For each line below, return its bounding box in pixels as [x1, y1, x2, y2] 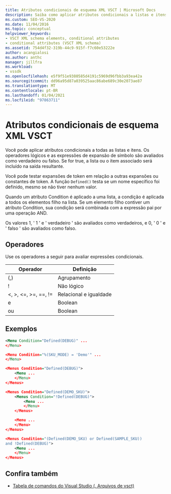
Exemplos [5, 324, 37, 334]
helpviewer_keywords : [5, 31, 51, 36]
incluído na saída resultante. [5, 163, 65, 170]
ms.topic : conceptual [5, 26, 51, 32]
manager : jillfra [5, 60, 42, 65]
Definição [73, 266, 97, 272]
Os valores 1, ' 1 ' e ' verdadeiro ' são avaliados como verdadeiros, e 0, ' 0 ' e [5, 220, 166, 226]
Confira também [5, 469, 59, 478]
